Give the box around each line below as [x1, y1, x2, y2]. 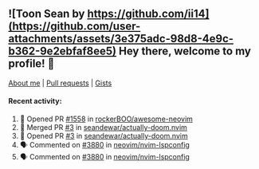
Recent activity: [8, 96, 62, 106]
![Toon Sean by [8, 7, 85, 21]
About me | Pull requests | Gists [8, 78, 112, 88]
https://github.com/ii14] [87, 7, 210, 21]
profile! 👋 [8, 57, 55, 71]
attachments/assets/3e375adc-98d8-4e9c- [8, 32, 233, 45]
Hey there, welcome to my [118, 45, 251, 58]
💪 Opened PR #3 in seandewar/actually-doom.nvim [19, 132, 189, 141]
